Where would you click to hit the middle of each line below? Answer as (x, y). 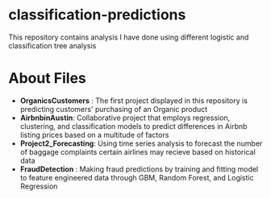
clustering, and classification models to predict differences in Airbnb (133, 126)
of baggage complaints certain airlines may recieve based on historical (138, 151)
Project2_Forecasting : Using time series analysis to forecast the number (141, 143)
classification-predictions (97, 15)
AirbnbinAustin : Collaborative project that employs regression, (125, 118)
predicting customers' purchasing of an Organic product (114, 109)
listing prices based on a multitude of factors (94, 135)
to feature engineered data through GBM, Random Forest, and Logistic (137, 177)
